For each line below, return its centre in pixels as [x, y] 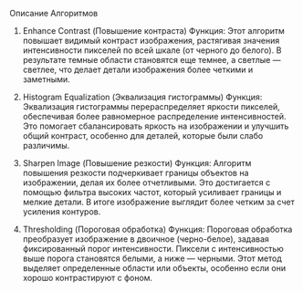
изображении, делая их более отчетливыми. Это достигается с [146, 182]
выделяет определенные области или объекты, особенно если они [154, 268]
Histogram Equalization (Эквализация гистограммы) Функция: [142, 97]
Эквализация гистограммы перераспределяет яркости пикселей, [151, 107]
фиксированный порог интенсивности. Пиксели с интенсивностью [153, 249]
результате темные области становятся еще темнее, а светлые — [151, 60]
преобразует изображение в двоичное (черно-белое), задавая [146, 239]
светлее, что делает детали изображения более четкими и [138, 69]
